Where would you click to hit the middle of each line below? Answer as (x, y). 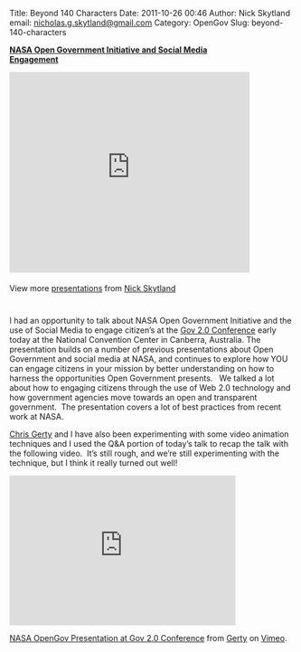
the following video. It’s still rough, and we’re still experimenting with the (145, 453)
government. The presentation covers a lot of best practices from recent (146, 407)
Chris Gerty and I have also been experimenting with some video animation (149, 434)
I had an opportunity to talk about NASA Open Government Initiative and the (150, 321)
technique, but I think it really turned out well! (94, 463)
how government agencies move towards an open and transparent (133, 397)
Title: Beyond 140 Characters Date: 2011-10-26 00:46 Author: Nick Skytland (150, 13)
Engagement (34, 59)
